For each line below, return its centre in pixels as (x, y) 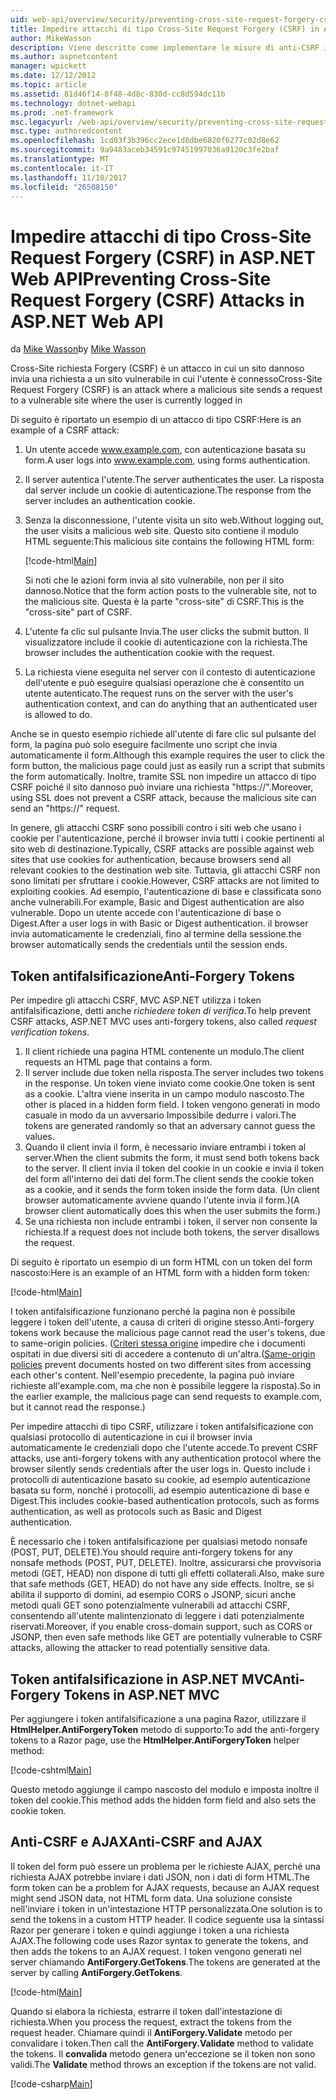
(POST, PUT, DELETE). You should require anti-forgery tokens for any (151, 1552)
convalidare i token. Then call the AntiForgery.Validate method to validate (162, 2043)
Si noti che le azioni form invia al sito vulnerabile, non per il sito (154, 580)
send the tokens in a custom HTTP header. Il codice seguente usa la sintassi (167, 1919)
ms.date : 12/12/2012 (53, 76)
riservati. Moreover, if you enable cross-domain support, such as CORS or (161, 1627)
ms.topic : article (48, 85)
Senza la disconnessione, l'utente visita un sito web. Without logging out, (174, 520)
